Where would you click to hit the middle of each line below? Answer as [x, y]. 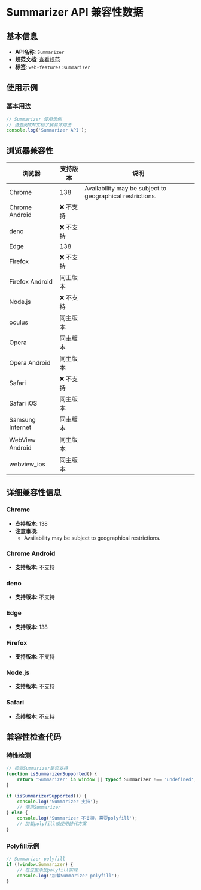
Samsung [22, 420]
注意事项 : [26, 531]
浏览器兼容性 [30, 151]
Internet [20, 427]
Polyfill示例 [23, 846]
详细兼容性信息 [34, 492]
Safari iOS [23, 403]
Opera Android [30, 363]
